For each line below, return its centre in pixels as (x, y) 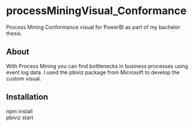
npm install (19, 111)
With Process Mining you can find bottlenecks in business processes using (97, 66)
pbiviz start (20, 117)
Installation (27, 97)
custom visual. (24, 78)
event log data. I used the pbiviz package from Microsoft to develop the (93, 72)
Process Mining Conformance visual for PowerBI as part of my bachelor (93, 27)
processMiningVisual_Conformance (96, 11)
